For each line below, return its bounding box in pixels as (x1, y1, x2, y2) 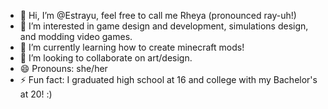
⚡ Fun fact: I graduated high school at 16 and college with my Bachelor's (19, 74, 318, 85)
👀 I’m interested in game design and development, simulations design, (19, 20, 309, 32)
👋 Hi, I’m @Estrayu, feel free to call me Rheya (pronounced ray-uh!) (19, 10, 297, 21)
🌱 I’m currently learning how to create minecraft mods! (19, 41, 245, 53)
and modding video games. (19, 31, 133, 42)
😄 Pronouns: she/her (19, 63, 108, 74)
